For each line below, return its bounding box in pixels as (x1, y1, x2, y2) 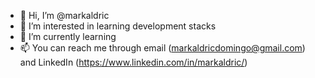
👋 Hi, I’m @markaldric (19, 10, 110, 21)
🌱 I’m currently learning (19, 31, 117, 42)
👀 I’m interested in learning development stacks (19, 20, 217, 32)
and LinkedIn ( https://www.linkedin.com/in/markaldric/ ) (19, 56, 248, 68)
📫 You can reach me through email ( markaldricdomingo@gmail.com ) (19, 42, 306, 54)
